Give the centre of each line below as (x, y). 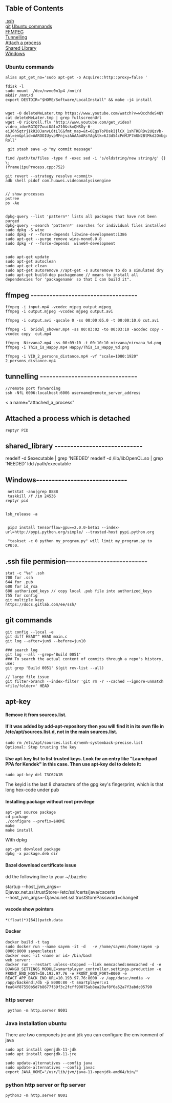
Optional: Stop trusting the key (41, 747)
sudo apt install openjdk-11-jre (41, 1054)
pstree (12, 199)
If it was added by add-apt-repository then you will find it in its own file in (85, 726)
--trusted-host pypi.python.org (120, 532)
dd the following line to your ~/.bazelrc (46, 876)
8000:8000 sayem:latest (31, 951)
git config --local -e (29, 632)
